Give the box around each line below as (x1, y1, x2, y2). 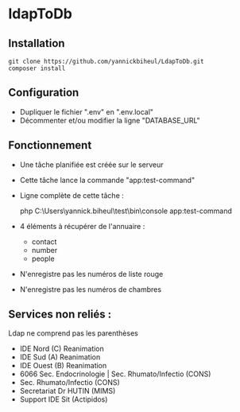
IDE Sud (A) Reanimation (19, 352, 101, 362)
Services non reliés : (8, 308, 112, 321)
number (31, 245, 58, 255)
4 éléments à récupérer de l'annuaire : (19, 221, 145, 231)
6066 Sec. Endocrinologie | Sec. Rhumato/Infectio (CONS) (19, 369, 211, 379)
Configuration (8, 86, 79, 99)
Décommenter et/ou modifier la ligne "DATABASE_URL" (19, 115, 200, 125)
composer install (8, 64, 66, 72)
